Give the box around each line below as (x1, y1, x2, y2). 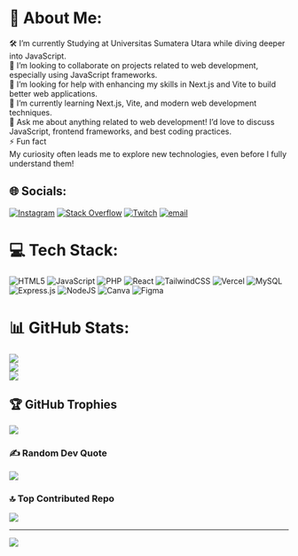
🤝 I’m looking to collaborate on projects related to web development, (9, 59, 259, 70)
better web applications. (9, 88, 98, 98)
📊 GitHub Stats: (9, 317, 130, 338)
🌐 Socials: (9, 184, 67, 199)
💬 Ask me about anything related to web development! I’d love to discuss (9, 116, 275, 127)
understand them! (9, 158, 74, 168)
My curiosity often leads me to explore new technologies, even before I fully (9, 148, 287, 159)
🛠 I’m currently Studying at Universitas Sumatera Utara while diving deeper (9, 37, 286, 48)
